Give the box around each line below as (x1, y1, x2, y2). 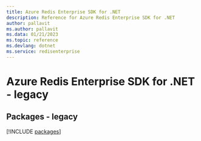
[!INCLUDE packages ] (6, 128, 61, 135)
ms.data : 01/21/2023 (6, 32, 59, 38)
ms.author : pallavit (6, 26, 59, 32)
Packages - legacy (6, 112, 78, 122)
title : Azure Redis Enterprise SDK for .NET (6, 9, 121, 15)
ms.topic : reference (6, 37, 59, 43)
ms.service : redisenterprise (6, 49, 80, 55)
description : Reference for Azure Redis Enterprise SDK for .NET (6, 15, 175, 21)
